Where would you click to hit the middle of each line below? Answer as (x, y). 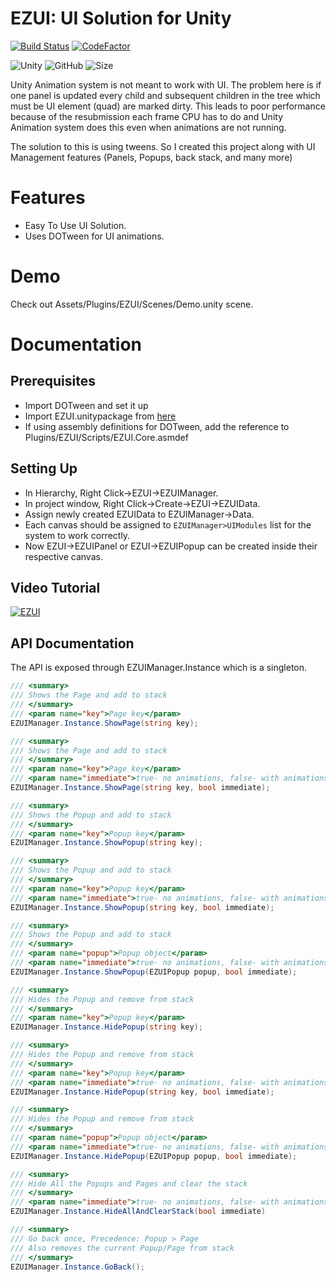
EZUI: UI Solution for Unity (121, 18)
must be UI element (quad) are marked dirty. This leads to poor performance (168, 106)
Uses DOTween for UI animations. (94, 236)
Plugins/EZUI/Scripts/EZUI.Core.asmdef (106, 437)
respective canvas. (63, 556)
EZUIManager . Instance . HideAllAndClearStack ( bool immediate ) (138, 1212)
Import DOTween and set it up (86, 405)
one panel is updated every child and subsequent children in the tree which (165, 95)
